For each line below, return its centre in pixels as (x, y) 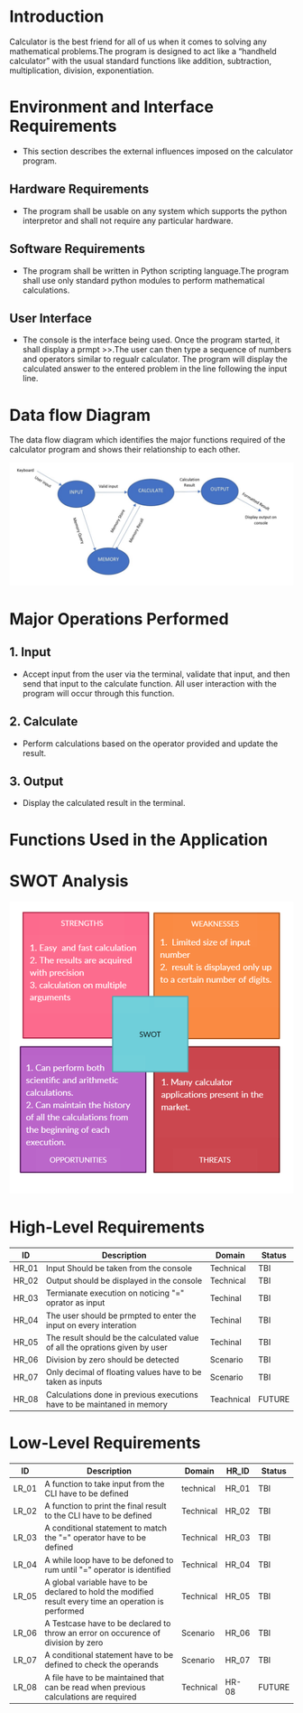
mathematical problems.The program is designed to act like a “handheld (143, 51)
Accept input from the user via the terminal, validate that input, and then (156, 674)
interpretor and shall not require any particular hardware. (128, 220)
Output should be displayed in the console (124, 1281)
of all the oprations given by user (107, 1347)
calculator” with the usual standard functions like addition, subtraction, (141, 61)
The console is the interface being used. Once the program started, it (151, 340)
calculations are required (91, 1697)
